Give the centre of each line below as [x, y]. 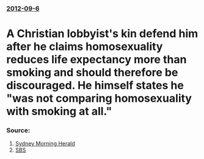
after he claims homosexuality [85, 47]
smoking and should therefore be [92, 73]
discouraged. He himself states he [95, 86]
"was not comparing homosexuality [99, 98]
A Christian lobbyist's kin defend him [102, 34]
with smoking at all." [59, 111]
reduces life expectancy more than [97, 60]
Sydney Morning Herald [45, 144]
